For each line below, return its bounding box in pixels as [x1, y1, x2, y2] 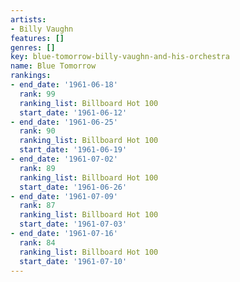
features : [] [10, 33, 65, 43]
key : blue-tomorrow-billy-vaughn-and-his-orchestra [10, 52, 230, 62]
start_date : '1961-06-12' [19, 107, 128, 118]
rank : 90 [19, 126, 56, 136]
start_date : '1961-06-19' [19, 145, 128, 155]
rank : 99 [19, 89, 56, 99]
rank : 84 [19, 237, 56, 248]
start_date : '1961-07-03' [19, 219, 128, 230]
